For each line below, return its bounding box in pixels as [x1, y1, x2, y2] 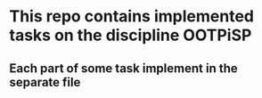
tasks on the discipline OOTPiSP [9, 25, 252, 45]
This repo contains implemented [9, 6, 254, 27]
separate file [9, 74, 81, 90]
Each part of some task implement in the [9, 61, 238, 76]
